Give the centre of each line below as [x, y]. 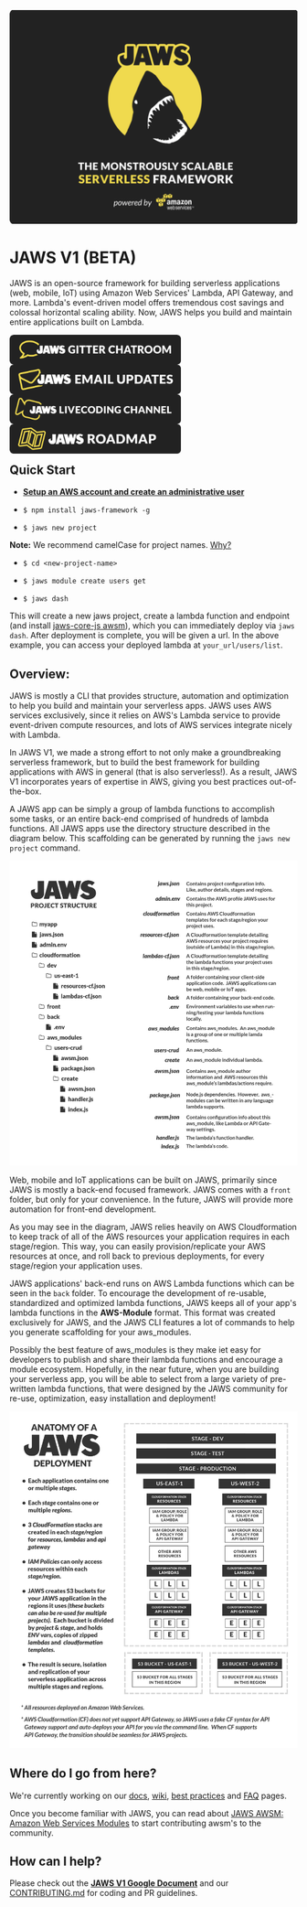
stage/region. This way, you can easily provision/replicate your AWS [138, 1247]
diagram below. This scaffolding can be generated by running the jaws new [150, 839]
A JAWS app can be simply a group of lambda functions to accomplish [143, 809]
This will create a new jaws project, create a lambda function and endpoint [150, 616]
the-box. [26, 791]
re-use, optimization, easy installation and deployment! [113, 1398]
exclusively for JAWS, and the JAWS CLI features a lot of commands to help [152, 1323]
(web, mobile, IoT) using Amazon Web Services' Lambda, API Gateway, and [152, 293]
